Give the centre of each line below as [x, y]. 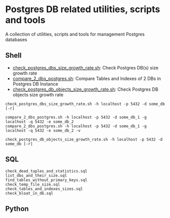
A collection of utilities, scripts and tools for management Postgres [75, 34]
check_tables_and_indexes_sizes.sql [44, 189]
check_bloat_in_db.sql [29, 193]
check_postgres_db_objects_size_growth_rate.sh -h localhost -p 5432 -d [84, 139]
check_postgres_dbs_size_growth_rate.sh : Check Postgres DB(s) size [86, 67]
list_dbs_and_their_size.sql [36, 175]
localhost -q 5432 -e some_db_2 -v [43, 130]
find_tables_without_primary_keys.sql [46, 180]
